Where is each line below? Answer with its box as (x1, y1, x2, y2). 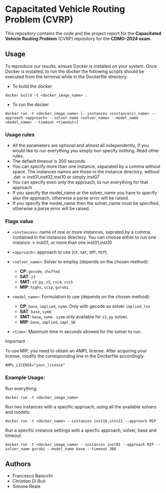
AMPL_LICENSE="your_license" (5, 363, 65, 368)
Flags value (5, 218, 34, 225)
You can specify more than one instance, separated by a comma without (12, 163, 161, 169)
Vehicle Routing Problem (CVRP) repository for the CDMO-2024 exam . (5, 36, 152, 42)
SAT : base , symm (19, 308, 52, 315)
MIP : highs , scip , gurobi (19, 284, 69, 290)
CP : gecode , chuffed (19, 268, 60, 274)
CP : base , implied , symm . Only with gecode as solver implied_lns (19, 303, 151, 309)
